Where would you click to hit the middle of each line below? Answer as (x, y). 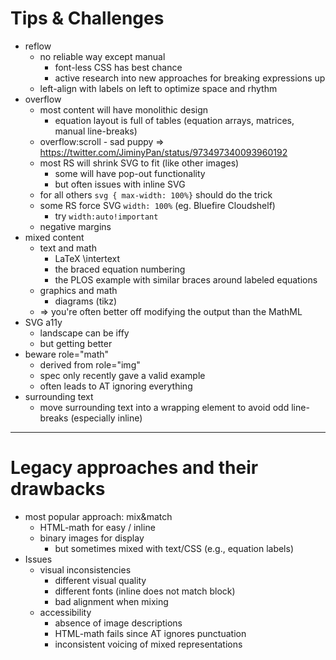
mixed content (54, 237)
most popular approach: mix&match (98, 516)
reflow (38, 46)
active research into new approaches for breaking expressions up (190, 78)
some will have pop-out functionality (130, 173)
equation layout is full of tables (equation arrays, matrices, (174, 120)
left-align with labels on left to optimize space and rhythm (158, 88)
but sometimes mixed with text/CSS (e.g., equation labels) (174, 548)
